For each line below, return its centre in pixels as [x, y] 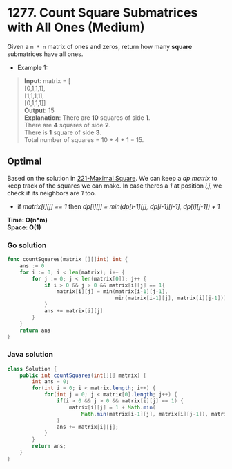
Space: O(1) [24, 227]
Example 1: [32, 67]
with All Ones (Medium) [76, 27]
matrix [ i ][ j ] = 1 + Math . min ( [112, 407]
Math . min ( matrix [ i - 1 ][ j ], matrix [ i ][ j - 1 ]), [145, 414]
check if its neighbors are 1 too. [52, 193]
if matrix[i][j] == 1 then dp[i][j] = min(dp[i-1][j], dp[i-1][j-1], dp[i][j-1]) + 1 [118, 206]
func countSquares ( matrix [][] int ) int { [68, 260]
